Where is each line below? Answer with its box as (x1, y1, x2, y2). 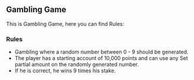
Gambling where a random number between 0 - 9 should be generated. (14, 48, 189, 55)
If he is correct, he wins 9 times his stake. (14, 67, 116, 74)
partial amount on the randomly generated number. (14, 61, 139, 68)
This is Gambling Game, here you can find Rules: (6, 20, 124, 27)
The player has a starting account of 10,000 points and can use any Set (14, 55, 188, 62)
